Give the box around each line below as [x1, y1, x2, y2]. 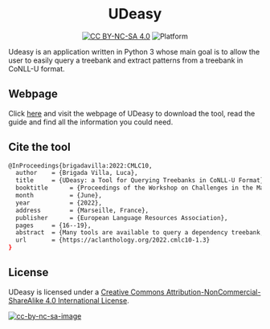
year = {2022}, [15, 198, 103, 207]
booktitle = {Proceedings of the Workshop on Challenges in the [15, 184, 253, 193]
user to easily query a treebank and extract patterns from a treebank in [8, 55, 243, 65]
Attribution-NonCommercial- [166, 286, 261, 297]
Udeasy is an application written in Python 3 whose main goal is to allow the [8, 47, 260, 56]
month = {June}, [15, 192, 103, 200]
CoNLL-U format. [8, 63, 65, 73]
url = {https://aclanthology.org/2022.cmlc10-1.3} [15, 236, 211, 245]
